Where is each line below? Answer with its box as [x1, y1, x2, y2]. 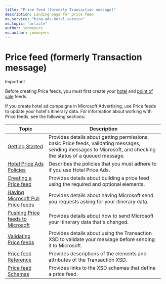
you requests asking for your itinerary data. [48, 198, 149, 205]
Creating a [7, 174, 32, 181]
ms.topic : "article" [5, 21, 48, 26]
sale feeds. [5, 93, 28, 99]
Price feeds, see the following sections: [5, 114, 85, 119]
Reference [7, 256, 32, 263]
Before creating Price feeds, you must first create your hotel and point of [5, 88, 153, 94]
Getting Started [7, 143, 43, 150]
